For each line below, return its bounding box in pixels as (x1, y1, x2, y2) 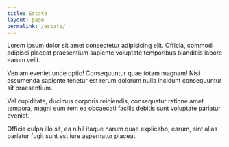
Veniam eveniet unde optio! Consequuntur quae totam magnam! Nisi (7, 69, 200, 77)
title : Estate (7, 10, 48, 17)
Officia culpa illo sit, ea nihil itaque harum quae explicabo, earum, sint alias (7, 124, 218, 133)
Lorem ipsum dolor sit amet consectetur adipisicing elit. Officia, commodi (7, 42, 214, 50)
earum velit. (7, 56, 41, 64)
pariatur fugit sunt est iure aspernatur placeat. (7, 132, 137, 140)
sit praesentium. (7, 83, 53, 92)
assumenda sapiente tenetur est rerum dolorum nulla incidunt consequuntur (7, 77, 222, 85)
